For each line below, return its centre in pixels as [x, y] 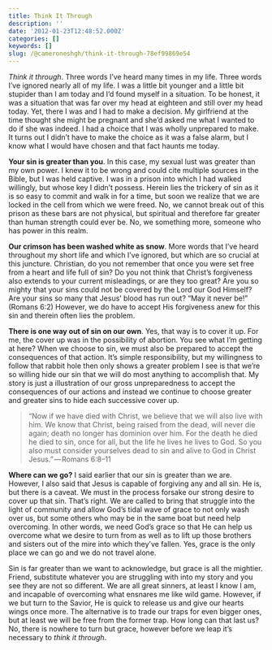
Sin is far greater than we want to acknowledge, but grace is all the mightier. [136, 568]
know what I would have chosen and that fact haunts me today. [114, 146]
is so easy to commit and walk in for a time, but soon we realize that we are [134, 196]
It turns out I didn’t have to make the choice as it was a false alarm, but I [129, 137]
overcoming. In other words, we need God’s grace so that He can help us [131, 526]
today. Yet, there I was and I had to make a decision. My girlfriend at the [129, 111]
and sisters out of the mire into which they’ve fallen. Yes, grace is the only [132, 544]
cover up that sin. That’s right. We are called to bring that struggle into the [132, 501]
